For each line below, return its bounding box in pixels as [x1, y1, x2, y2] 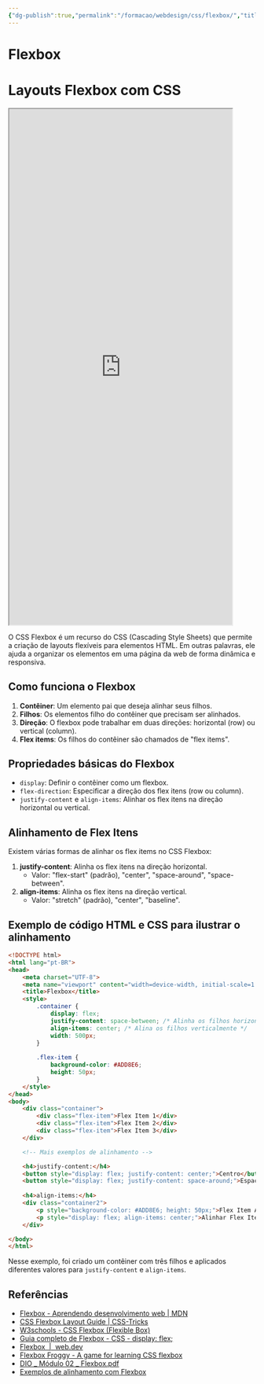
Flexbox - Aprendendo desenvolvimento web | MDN [19, 1309, 189, 1318]
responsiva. [8, 657, 46, 667]
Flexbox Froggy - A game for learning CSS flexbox [19, 1350, 183, 1360]
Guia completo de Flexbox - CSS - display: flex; [19, 1334, 174, 1343]
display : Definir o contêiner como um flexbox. [19, 778, 169, 787]
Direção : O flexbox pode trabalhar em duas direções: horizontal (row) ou [19, 717, 255, 727]
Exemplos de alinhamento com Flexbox [19, 1367, 147, 1377]
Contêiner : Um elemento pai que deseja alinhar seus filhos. [19, 701, 212, 710]
